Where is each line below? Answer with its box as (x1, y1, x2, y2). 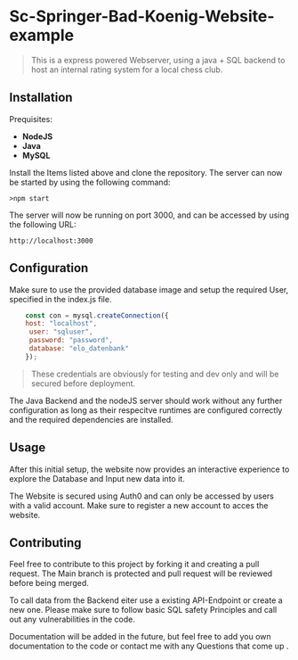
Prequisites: (9, 113, 53, 124)
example (9, 25, 75, 45)
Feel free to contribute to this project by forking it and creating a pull (9, 559, 260, 570)
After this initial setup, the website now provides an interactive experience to (9, 464, 290, 474)
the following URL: (9, 219, 77, 229)
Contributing (9, 535, 82, 550)
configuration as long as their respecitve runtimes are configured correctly (9, 404, 283, 416)
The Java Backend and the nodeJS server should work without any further (9, 395, 283, 406)
